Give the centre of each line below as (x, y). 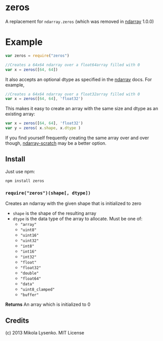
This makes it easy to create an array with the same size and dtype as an (82, 109)
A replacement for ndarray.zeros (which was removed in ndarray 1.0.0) (80, 21)
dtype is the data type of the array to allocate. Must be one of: (77, 219)
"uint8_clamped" (37, 290)
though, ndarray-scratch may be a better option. (56, 143)
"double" (30, 273)
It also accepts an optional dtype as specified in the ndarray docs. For (78, 79)
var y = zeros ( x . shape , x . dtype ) (43, 128)
